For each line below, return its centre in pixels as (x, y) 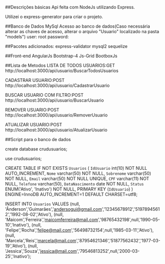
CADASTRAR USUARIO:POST (35, 80)
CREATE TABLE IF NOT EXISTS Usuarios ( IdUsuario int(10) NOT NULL (76, 168)
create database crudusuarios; (36, 149)
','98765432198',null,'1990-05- (129, 220)
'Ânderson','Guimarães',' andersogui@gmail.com (54, 209)
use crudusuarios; (23, 158)
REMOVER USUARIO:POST (32, 110)
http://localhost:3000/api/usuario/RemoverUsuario (56, 115)
